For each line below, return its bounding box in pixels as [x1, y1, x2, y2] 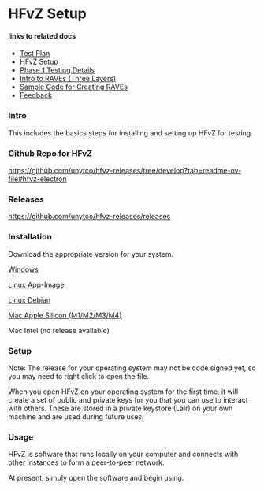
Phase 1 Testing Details [19, 65, 95, 75]
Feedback [19, 91, 53, 100]
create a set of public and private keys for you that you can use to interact [8, 395, 248, 404]
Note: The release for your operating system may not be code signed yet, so [8, 363, 256, 373]
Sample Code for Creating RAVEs [19, 82, 128, 91]
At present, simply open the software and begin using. [8, 473, 184, 483]
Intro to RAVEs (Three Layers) [19, 74, 117, 84]
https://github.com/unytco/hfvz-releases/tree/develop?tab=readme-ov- [8, 165, 242, 175]
